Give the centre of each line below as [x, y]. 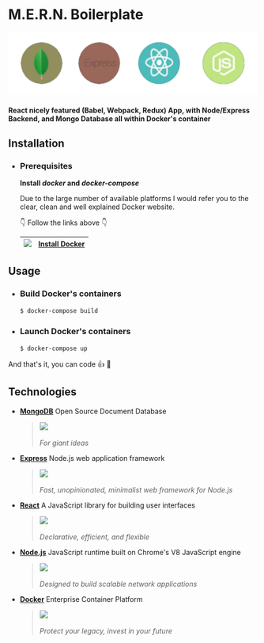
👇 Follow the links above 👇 [63, 223]
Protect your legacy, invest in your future [106, 630]
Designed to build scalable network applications [118, 584]
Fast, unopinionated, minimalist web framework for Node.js [136, 489]
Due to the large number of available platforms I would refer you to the [134, 199]
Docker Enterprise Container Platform [81, 599]
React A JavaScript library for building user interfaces [107, 505]
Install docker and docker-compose [79, 183]
